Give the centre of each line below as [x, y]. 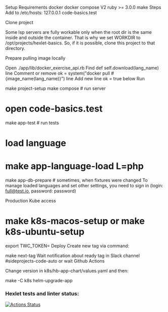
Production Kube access [31, 201]
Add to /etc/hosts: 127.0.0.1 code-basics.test [51, 13]
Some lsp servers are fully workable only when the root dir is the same [79, 32]
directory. [15, 48]
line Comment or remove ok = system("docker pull [58, 73]
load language [36, 143]
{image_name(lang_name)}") [35, 79]
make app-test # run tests [32, 123]
